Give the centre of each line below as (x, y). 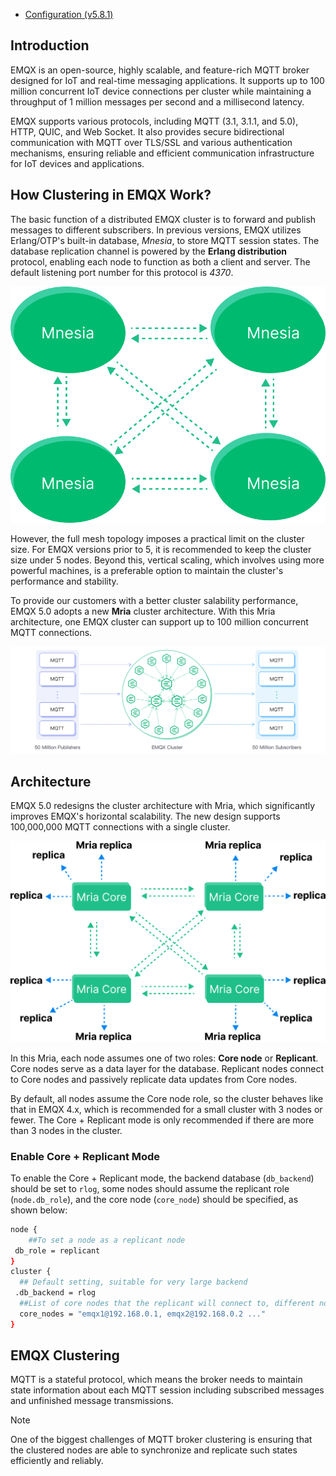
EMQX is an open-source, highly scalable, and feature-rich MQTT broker (160, 70)
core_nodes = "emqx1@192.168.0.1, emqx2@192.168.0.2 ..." (143, 1314)
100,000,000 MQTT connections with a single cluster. (120, 827)
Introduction (50, 45)
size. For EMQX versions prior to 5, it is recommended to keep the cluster (161, 549)
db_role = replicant (57, 1250)
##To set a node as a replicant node (107, 1240)
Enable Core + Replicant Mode (85, 1156)
